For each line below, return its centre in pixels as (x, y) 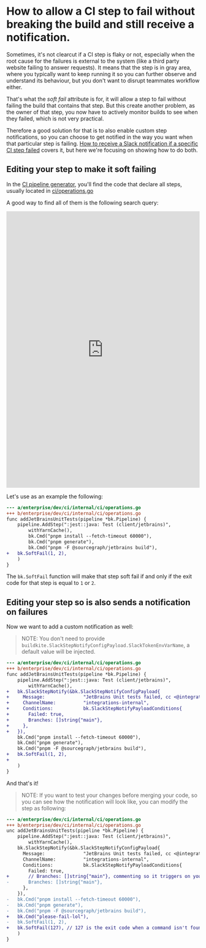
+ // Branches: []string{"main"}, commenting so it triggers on (98, 877)
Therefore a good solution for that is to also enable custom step (87, 130)
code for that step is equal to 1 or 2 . (51, 583)
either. (14, 87)
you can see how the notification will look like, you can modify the (105, 801)
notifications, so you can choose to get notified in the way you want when (100, 137)
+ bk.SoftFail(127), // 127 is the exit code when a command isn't (97, 928)
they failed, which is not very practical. (55, 119)
